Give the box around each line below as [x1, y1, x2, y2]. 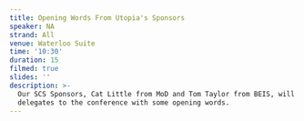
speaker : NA [9, 22, 55, 31]
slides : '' [9, 73, 51, 82]
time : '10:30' [9, 47, 64, 56]
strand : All [9, 30, 55, 39]
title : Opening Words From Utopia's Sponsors [9, 13, 185, 23]
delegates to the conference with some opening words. [17, 97, 230, 107]
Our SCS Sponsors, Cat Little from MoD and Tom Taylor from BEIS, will [17, 89, 296, 98]
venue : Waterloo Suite [9, 38, 96, 48]
